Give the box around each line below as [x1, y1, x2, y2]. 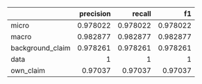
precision [78, 9, 111, 18]
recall [132, 9, 151, 18]
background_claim [10, 43, 71, 53]
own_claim [10, 66, 46, 75]
